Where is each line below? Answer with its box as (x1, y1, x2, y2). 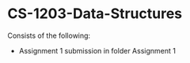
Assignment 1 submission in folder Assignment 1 (18, 46, 176, 55)
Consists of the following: (7, 31, 91, 40)
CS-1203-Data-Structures (7, 5, 183, 23)
